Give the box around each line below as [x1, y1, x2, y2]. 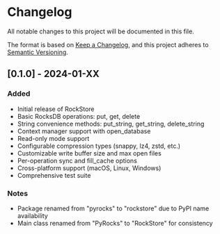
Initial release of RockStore [17, 105, 95, 113]
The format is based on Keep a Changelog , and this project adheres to [7, 40, 209, 49]
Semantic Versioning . [7, 48, 68, 56]
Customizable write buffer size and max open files [17, 149, 162, 157]
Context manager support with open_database [17, 126, 151, 135]
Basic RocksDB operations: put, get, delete [17, 112, 141, 120]
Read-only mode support [17, 134, 90, 142]
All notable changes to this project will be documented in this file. [7, 27, 195, 35]
